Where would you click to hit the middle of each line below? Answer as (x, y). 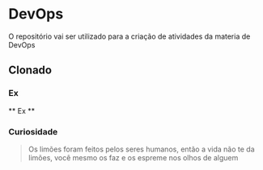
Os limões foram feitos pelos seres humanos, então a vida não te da (141, 149)
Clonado (30, 70)
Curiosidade (33, 131)
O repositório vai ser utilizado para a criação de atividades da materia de (129, 36)
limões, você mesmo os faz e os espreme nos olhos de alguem (133, 157)
